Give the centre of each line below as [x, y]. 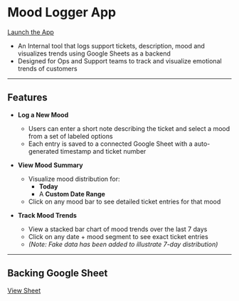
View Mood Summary [50, 165]
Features [27, 98]
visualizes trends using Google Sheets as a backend [94, 53]
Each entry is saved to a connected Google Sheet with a [111, 144]
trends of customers [47, 68]
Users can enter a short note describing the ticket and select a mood [129, 128]
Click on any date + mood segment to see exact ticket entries [118, 236]
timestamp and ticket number [103, 151]
